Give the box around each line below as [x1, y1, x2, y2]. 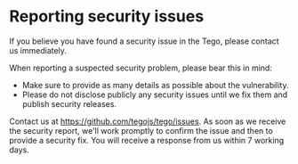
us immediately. [9, 45, 67, 55]
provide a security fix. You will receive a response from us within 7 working [9, 135, 285, 145]
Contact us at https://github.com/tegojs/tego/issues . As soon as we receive [9, 116, 286, 127]
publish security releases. [21, 98, 117, 109]
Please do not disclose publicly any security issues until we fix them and [21, 89, 288, 100]
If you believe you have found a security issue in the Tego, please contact [9, 36, 279, 46]
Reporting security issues [9, 6, 205, 27]
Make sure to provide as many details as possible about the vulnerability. [21, 79, 289, 90]
